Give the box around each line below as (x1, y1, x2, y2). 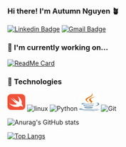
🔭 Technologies (7, 77, 63, 87)
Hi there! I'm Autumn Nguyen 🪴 (7, 6, 120, 16)
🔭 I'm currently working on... (7, 43, 109, 53)
